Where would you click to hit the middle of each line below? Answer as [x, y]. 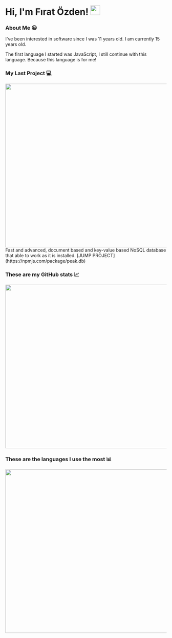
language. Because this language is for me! [51, 60]
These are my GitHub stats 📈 [42, 275]
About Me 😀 [21, 28]
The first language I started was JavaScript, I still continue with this [76, 54]
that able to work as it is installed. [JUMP [48, 255]
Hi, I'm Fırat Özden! [47, 12]
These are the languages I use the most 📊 [58, 459]
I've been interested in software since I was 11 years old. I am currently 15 [83, 39]
